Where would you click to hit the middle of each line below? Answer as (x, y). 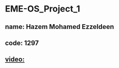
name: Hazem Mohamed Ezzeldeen (59, 27)
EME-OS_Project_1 (42, 9)
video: (15, 60)
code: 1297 (22, 43)
